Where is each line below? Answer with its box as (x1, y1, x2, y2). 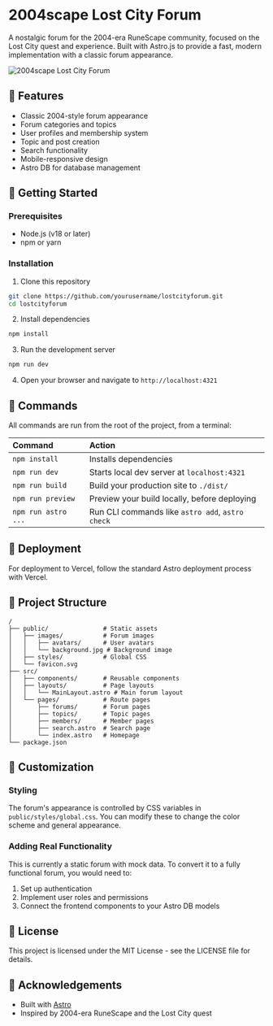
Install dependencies (19, 315, 91, 324)
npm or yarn (19, 237, 62, 247)
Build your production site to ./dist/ (89, 480, 229, 491)
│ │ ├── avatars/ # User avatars (8, 638, 154, 647)
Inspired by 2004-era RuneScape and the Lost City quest (19, 1008, 213, 1018)
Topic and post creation (19, 137, 100, 146)
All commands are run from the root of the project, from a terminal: (8, 420, 232, 430)
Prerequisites (8, 211, 63, 222)
